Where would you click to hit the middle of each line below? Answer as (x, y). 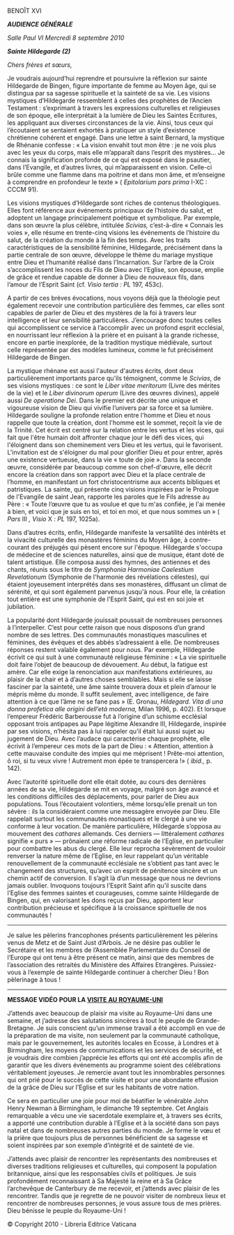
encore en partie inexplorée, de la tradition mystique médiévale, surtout (110, 342)
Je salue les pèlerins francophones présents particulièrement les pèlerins (112, 935)
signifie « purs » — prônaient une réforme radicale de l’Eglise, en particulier (116, 841)
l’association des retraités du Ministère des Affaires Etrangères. (98, 965)
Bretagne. (21, 1028)
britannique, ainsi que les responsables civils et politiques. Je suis (102, 1174)
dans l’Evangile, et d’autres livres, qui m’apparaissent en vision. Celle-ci (110, 167)
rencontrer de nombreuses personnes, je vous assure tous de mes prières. (114, 1203)
